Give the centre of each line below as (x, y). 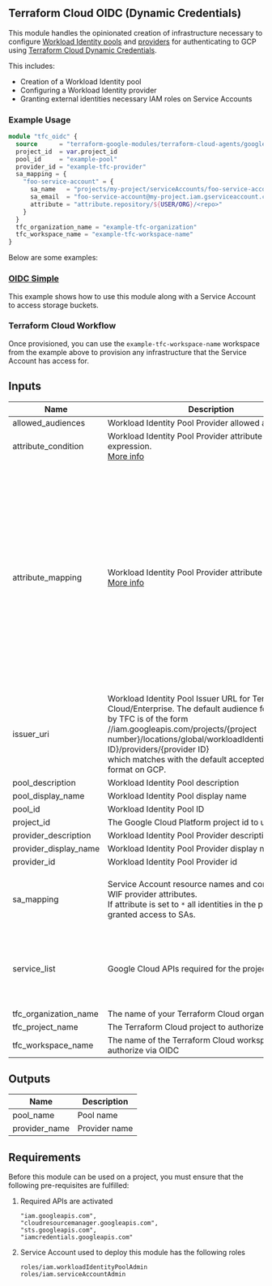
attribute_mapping (47, 577)
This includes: (32, 66)
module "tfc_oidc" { (43, 137)
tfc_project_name (45, 1027)
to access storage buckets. (53, 305)
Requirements (45, 1157)
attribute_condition (48, 446)
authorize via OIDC (144, 1050)
